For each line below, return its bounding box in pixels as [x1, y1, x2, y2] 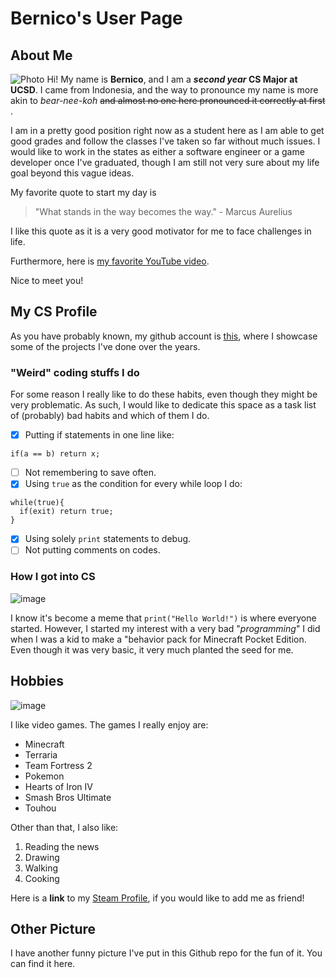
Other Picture [10, 920, 96, 937]
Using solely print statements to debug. [24, 533, 192, 545]
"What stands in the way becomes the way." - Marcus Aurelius [34, 206, 293, 217]
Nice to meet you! [10, 275, 84, 286]
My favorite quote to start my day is [10, 187, 157, 198]
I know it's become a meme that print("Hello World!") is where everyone [10, 612, 317, 624]
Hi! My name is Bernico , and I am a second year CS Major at [46, 73, 298, 85]
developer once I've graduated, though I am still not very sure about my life [10, 157, 320, 168]
